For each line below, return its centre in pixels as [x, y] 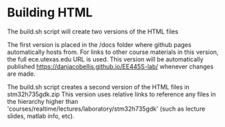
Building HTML [50, 13]
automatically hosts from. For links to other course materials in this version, [113, 52]
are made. [21, 74]
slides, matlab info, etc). [41, 116]
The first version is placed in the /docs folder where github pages [99, 44]
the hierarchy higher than [43, 101]
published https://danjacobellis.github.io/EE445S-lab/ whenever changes [110, 66]
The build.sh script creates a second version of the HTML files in [98, 87]
